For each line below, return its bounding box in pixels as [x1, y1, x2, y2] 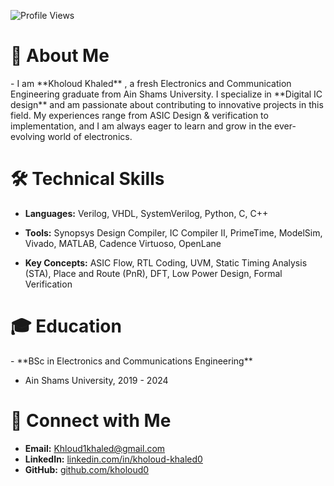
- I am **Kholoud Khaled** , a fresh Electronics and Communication [10, 77, 292, 89]
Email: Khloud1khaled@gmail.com [24, 442, 166, 454]
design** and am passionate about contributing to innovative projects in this [10, 98, 324, 110]
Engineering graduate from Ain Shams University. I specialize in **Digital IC [10, 88, 323, 100]
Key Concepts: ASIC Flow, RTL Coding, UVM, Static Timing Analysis [24, 256, 308, 269]
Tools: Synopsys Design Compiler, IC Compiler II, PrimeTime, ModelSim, [24, 226, 323, 239]
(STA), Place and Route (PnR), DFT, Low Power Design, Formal [24, 267, 283, 279]
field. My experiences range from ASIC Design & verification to [10, 109, 269, 121]
